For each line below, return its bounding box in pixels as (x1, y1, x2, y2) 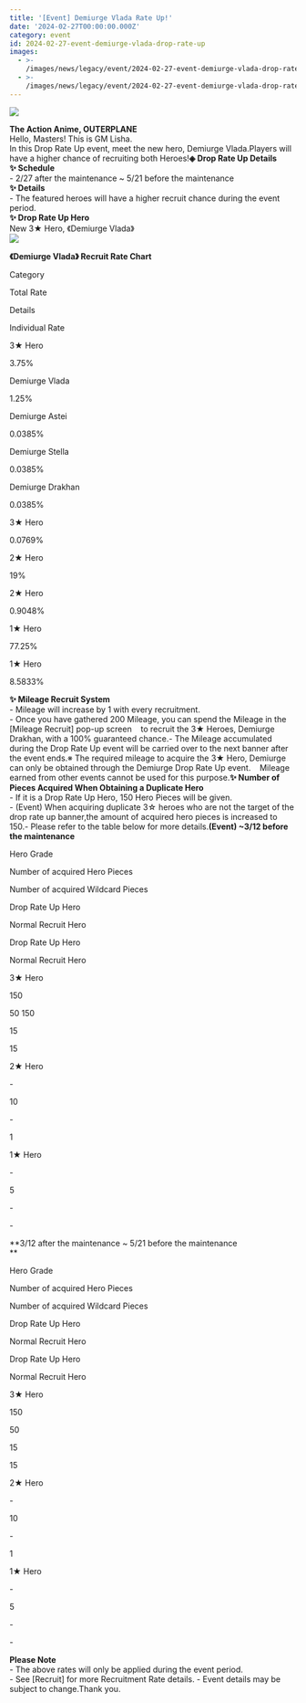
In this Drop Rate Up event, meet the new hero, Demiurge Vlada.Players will (9, 142, 292, 153)
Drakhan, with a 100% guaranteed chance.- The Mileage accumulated (9, 732, 272, 744)
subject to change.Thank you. (9, 1683, 121, 1694)
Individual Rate (9, 321, 66, 333)
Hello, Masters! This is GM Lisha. (9, 133, 133, 144)
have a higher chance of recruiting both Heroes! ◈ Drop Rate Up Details (9, 152, 278, 163)
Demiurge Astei (9, 410, 67, 421)
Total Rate (9, 287, 47, 298)
